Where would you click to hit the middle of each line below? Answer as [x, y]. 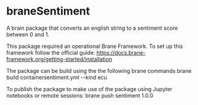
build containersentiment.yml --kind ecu [57, 77]
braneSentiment [48, 11]
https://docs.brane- [121, 52]
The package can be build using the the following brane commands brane [99, 70]
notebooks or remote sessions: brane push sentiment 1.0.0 [80, 95]
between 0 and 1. [28, 34]
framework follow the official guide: [51, 52]
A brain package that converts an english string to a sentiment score [92, 28]
